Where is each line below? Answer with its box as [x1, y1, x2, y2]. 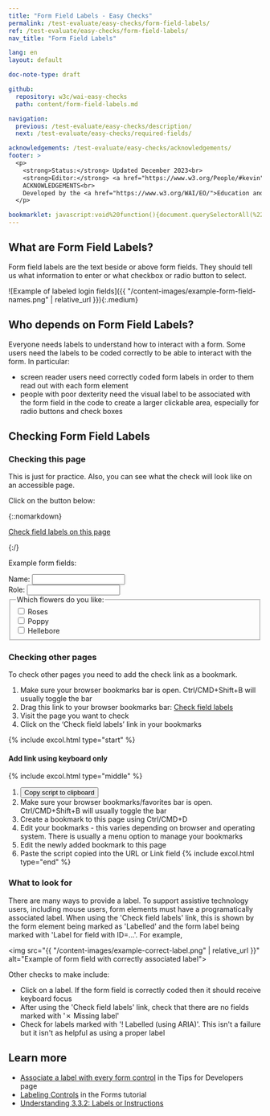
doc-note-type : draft [8, 71, 81, 79]
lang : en [8, 49, 38, 57]
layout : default [8, 56, 63, 64]
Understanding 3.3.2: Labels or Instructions [19, 1098, 164, 1108]
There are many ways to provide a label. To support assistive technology [8, 896, 249, 905]
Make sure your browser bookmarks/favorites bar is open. [19, 798, 213, 807]
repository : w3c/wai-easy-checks [15, 92, 128, 101]
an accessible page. [8, 480, 75, 490]
